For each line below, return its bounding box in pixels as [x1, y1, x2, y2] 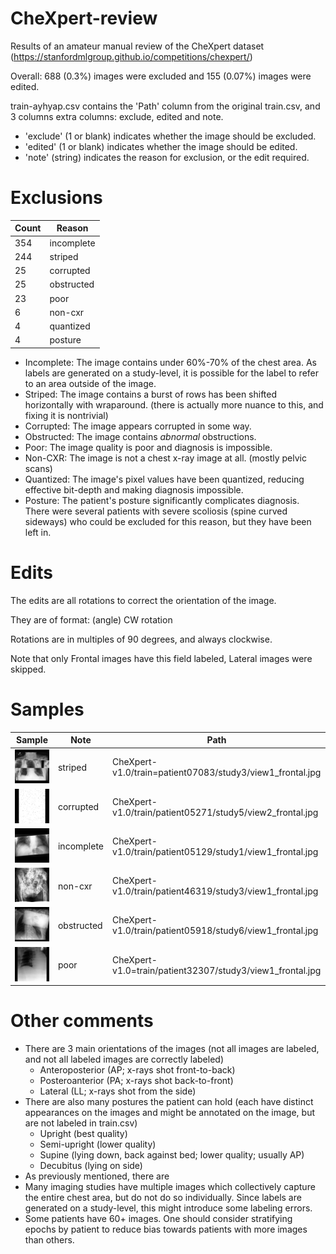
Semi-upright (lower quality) [39, 1138, 157, 1150]
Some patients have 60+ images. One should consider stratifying [24, 1213, 293, 1224]
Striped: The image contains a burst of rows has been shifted [24, 388, 278, 400]
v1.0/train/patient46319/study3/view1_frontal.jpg [112, 885, 319, 897]
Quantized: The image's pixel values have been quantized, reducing [24, 473, 305, 485]
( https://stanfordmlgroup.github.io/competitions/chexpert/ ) [10, 50, 253, 62]
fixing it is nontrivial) [24, 409, 109, 421]
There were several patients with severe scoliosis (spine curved [24, 505, 288, 517]
